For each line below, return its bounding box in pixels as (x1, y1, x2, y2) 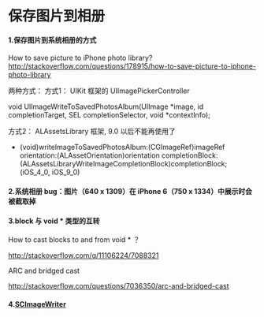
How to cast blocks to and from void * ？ (8, 235, 140, 244)
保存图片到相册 (8, 7, 106, 25)
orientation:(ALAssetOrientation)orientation (19, 151, 160, 160)
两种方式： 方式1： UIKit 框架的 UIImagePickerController (8, 86, 191, 95)
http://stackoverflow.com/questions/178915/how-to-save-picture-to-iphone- (8, 62, 257, 71)
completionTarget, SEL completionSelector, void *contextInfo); (8, 110, 210, 120)
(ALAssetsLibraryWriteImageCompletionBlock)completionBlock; (19, 159, 228, 169)
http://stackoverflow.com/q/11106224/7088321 (8, 251, 159, 260)
